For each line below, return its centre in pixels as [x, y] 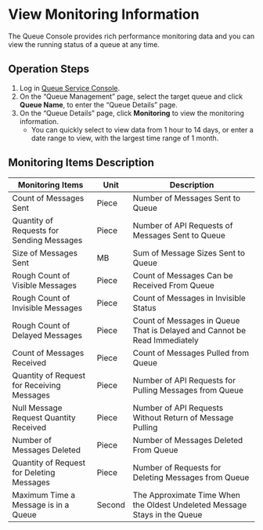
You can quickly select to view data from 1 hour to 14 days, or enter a [142, 129]
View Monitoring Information [104, 15]
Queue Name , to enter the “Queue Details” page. [99, 104]
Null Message [37, 408]
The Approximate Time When [186, 495]
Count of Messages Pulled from [191, 353]
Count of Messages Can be [183, 275]
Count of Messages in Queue [186, 321]
